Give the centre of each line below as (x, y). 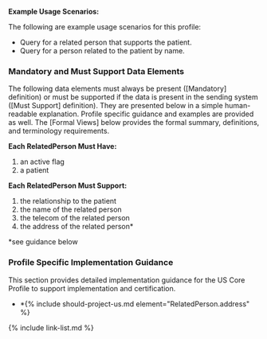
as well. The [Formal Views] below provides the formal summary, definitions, (134, 123)
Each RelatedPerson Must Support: (68, 185)
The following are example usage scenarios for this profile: (105, 27)
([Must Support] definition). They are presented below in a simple (116, 106)
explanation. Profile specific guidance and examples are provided (146, 114)
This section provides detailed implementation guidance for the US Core (127, 280)
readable (23, 114)
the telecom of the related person (75, 218)
